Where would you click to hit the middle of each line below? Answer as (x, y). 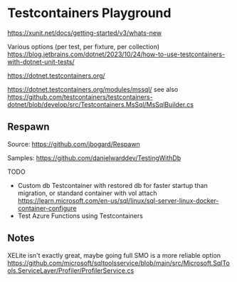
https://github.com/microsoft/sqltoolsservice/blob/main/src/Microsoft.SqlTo (118, 263)
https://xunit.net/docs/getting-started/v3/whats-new (85, 33)
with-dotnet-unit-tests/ (41, 61)
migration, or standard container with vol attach (87, 193)
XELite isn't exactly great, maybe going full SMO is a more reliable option (114, 255)
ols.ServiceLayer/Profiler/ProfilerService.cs (71, 270)
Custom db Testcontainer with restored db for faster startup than (112, 185)
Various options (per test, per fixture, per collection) (84, 46)
